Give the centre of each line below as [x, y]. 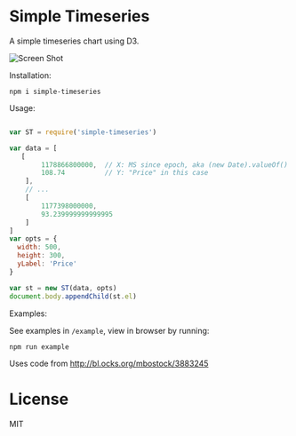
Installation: [30, 75]
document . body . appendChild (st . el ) [73, 296]
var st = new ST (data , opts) [63, 288]
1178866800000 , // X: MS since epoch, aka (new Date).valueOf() [165, 165]
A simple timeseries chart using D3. [74, 41]
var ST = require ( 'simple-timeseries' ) [83, 132]
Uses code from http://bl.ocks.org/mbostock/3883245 [109, 363]
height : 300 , [41, 256]
